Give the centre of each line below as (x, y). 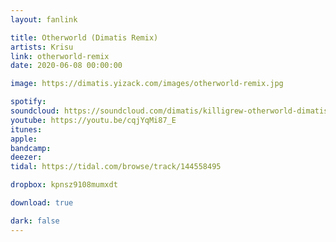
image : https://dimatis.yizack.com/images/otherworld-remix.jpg (147, 84)
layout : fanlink (44, 19)
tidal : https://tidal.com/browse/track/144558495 (116, 167)
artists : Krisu (42, 47)
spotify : (28, 102)
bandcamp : (31, 148)
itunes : (26, 129)
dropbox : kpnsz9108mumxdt (64, 185)
